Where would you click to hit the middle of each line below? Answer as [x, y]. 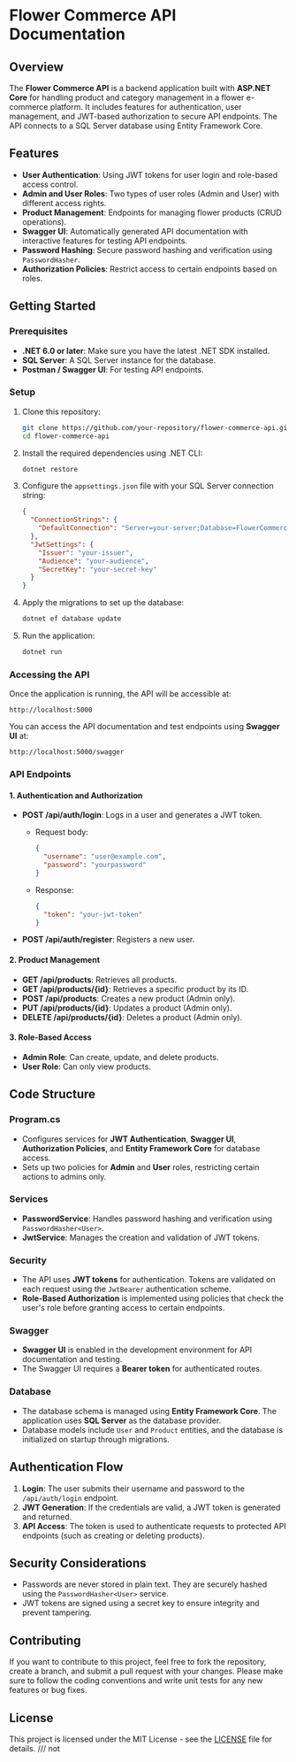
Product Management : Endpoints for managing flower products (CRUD [152, 212]
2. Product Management [54, 960]
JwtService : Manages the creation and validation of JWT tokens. [141, 1237]
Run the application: [58, 636]
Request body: [61, 832]
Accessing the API [49, 674]
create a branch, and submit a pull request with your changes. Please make [146, 1671]
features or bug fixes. [48, 1690]
